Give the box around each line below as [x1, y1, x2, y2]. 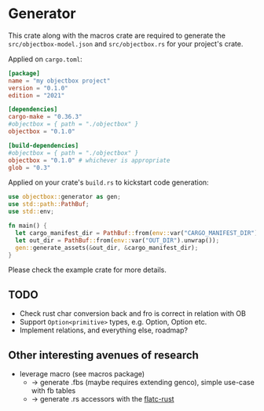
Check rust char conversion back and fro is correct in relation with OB [19, 309, 246, 318]
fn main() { [8, 222, 47, 230]
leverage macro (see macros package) [19, 369, 145, 379]
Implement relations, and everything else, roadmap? [19, 325, 189, 335]
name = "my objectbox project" [8, 76, 111, 85]
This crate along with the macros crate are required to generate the [8, 31, 226, 40]
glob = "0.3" [8, 163, 51, 171]
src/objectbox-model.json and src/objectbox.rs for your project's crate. [8, 39, 244, 48]
